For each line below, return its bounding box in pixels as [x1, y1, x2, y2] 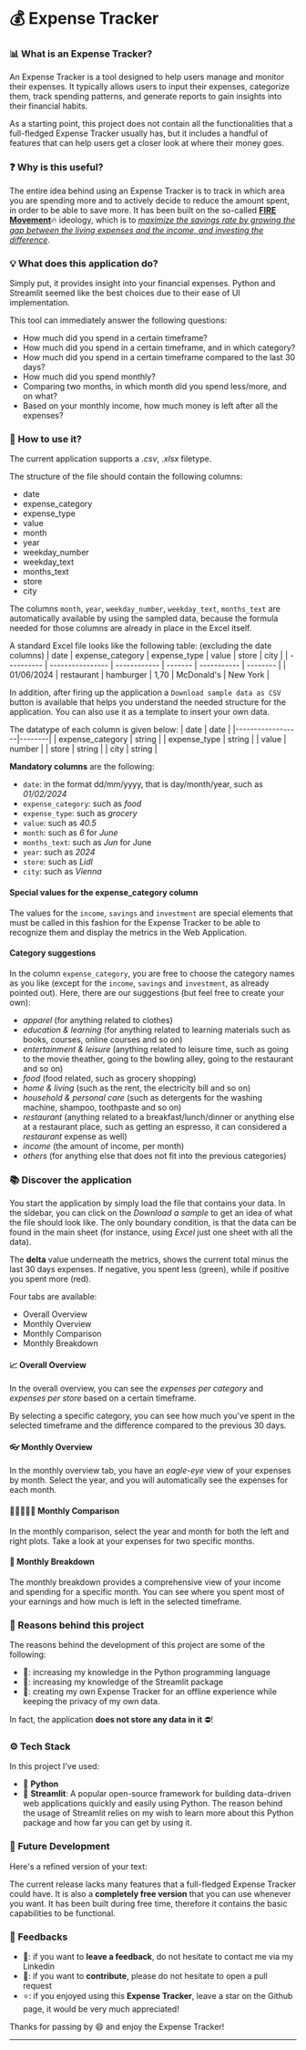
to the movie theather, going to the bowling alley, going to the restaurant [22, 1053, 294, 1064]
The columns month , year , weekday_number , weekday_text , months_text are [9, 604, 280, 615]
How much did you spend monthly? [22, 371, 157, 382]
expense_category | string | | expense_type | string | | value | [58, 734, 287, 745]
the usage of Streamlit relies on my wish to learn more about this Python [22, 1807, 294, 1818]
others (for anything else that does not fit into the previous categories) [22, 1150, 287, 1161]
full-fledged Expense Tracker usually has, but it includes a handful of [9, 128, 269, 139]
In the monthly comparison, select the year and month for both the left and [9, 1526, 290, 1537]
